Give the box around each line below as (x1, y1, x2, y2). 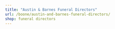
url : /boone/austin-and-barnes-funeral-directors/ (5, 12, 111, 17)
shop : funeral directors (5, 16, 56, 21)
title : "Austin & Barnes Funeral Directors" (5, 7, 97, 12)
